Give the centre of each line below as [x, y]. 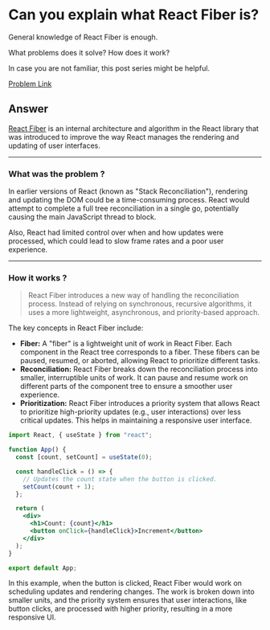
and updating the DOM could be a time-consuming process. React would [129, 200]
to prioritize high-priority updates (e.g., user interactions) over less [130, 412]
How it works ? [38, 277]
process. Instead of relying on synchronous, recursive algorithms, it [140, 304]
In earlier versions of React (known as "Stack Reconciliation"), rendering [128, 191]
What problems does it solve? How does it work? [89, 52]
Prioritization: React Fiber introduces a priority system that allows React [140, 403]
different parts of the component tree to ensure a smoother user [126, 387]
